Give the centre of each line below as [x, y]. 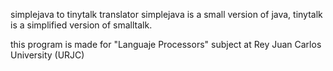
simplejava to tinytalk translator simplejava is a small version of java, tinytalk [166, 14]
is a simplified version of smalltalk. [81, 25]
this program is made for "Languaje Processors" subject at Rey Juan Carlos [166, 44]
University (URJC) [47, 55]
